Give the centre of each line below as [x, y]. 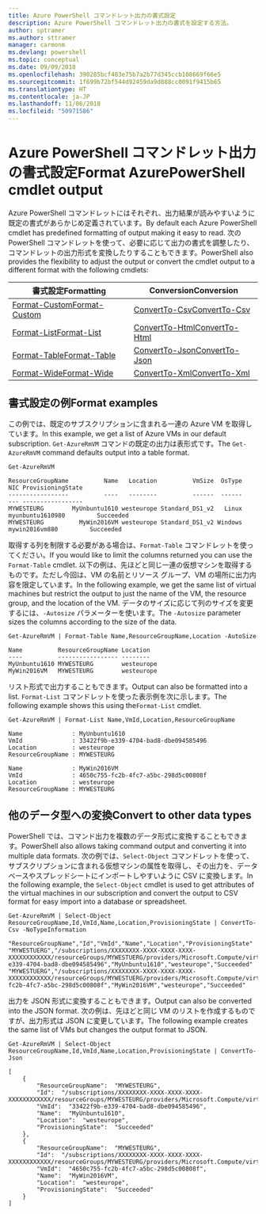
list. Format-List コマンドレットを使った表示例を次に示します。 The [118, 696]
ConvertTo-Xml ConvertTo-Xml [192, 373]
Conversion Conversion [194, 290]
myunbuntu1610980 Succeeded [68, 516]
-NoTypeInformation [55, 930]
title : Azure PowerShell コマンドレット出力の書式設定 [92, 15]
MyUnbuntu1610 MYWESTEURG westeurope [83, 664]
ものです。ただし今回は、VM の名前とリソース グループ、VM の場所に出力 [129, 574]
